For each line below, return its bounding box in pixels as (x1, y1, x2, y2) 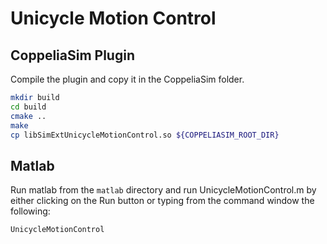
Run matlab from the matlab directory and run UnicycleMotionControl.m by (10, 184, 317, 196)
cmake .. (10, 111, 47, 121)
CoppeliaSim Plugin (10, 47, 135, 64)
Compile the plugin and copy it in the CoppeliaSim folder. (10, 73, 245, 85)
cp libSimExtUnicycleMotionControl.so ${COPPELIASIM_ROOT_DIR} (10, 130, 280, 140)
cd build (10, 102, 47, 112)
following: (10, 205, 51, 217)
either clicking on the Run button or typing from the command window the (10, 195, 315, 207)
